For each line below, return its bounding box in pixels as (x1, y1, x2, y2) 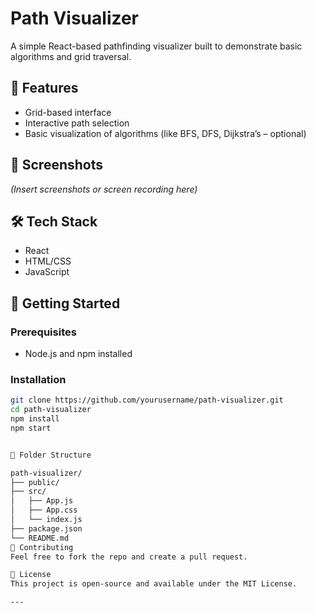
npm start (10, 423, 52, 433)
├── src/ (10, 487, 47, 497)
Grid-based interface (24, 106, 112, 118)
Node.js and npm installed (24, 348, 133, 360)
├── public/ (10, 477, 60, 487)
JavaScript (24, 266, 70, 278)
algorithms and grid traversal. (10, 50, 132, 62)
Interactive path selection (24, 117, 130, 129)
